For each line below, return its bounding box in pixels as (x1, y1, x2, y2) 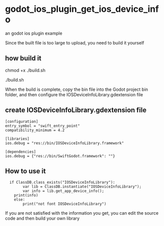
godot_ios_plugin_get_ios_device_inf (5, 3, 159, 15)
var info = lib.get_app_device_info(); (23, 188, 105, 193)
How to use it (5, 167, 46, 175)
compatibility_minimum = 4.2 (5, 127, 65, 133)
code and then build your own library (5, 216, 80, 222)
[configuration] (5, 119, 38, 124)
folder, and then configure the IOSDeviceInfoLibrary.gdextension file (5, 91, 143, 97)
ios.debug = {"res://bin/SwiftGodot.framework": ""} (5, 153, 115, 158)
